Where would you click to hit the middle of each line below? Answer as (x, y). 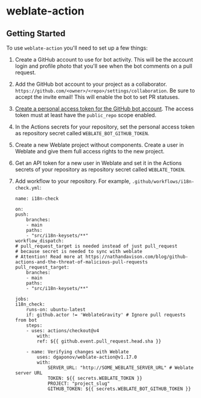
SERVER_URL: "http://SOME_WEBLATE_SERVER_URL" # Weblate (121, 368)
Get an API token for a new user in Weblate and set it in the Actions (98, 163)
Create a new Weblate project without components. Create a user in (99, 145)
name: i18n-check (37, 199)
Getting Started (36, 34)
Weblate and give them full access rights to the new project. (90, 151)
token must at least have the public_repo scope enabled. (86, 115)
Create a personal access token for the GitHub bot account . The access (104, 109)
